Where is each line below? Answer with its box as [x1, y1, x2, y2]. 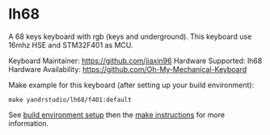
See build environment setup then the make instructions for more [8, 110, 225, 120]
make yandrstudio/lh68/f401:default [8, 95, 132, 103]
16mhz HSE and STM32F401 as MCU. [8, 40, 133, 49]
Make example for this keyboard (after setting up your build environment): [8, 80, 255, 90]
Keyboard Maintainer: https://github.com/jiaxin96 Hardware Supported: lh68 [8, 56, 263, 65]
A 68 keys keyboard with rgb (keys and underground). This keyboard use [8, 32, 252, 41]
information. [8, 118, 49, 128]
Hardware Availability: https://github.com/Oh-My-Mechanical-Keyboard [8, 64, 247, 74]
